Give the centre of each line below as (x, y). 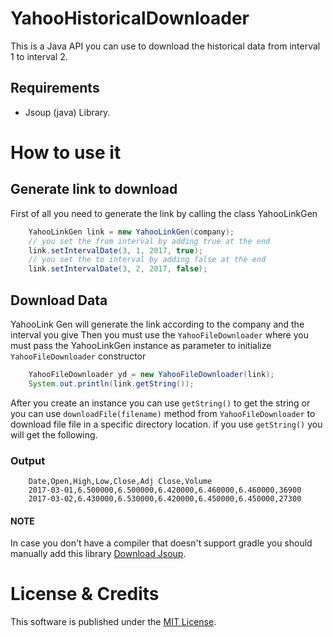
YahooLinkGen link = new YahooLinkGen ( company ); (131, 232)
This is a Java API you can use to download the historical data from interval (165, 46)
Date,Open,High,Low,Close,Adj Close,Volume (120, 481)
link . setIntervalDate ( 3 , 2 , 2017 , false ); (118, 269)
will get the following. (54, 434)
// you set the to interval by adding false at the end (147, 260)
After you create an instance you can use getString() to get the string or (160, 403)
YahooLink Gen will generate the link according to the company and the (157, 324)
